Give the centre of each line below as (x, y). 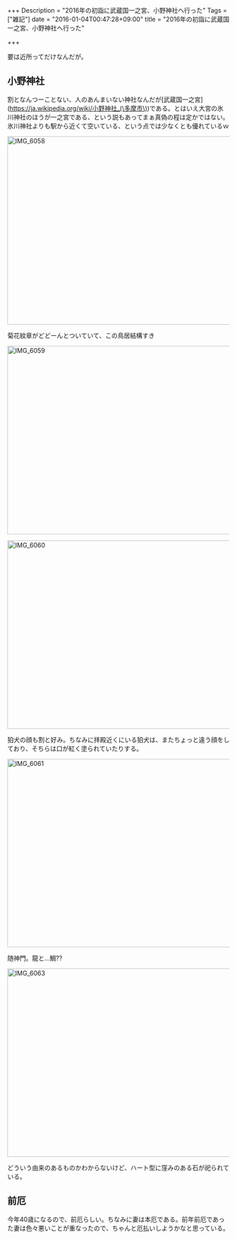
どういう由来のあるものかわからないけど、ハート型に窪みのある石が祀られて (118, 1168)
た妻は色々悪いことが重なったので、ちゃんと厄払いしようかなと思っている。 (118, 1228)
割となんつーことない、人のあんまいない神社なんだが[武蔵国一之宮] (105, 99)
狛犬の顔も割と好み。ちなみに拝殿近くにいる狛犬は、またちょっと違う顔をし (119, 739)
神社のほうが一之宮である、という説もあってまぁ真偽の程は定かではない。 (121, 117)
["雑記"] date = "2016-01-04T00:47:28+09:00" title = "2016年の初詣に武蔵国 (119, 19)
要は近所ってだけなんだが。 (48, 56)
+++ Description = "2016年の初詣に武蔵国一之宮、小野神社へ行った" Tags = (117, 10)
